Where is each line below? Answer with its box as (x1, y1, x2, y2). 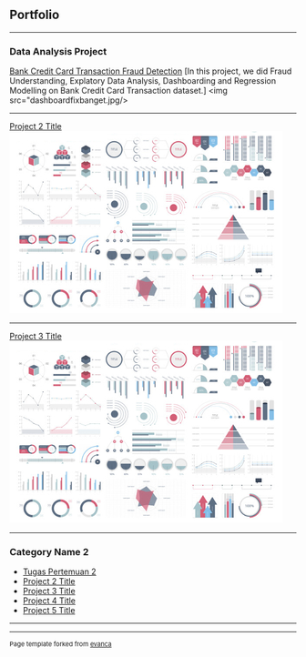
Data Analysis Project (9, 45, 107, 57)
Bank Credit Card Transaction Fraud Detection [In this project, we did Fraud (9, 66, 292, 76)
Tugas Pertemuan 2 (22, 566, 97, 577)
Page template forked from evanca (9, 640, 112, 649)
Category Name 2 (9, 546, 89, 559)
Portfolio (9, 7, 60, 23)
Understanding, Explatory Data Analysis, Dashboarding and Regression (9, 76, 276, 86)
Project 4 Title (22, 595, 76, 606)
